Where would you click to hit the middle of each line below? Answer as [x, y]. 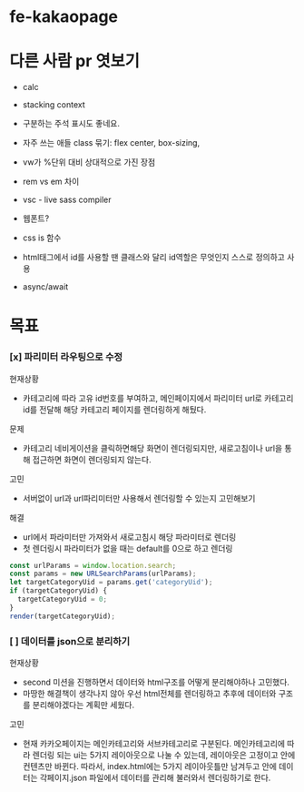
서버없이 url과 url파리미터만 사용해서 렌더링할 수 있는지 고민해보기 [139, 498]
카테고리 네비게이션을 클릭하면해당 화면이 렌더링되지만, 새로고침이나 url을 [152, 448]
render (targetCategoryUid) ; [63, 616]
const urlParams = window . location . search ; [93, 565]
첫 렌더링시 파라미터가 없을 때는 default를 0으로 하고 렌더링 [127, 548]
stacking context [54, 105]
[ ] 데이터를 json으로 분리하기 [70, 641]
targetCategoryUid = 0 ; [62, 599]
